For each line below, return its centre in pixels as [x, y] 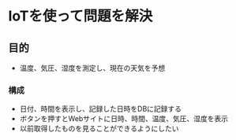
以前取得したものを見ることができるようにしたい [99, 129]
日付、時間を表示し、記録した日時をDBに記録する [101, 109]
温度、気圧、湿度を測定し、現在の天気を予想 [92, 68]
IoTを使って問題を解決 [81, 16]
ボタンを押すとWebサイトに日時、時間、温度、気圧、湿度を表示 [124, 119]
